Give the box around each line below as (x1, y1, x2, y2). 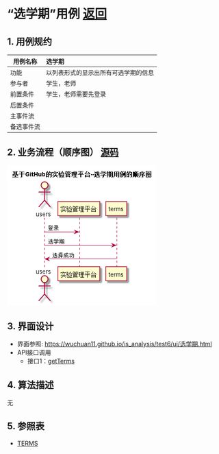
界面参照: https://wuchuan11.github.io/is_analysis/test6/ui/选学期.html (16, 340, 212, 348)
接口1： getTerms (27, 357, 75, 366)
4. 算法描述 (7, 379, 54, 391)
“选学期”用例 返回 (7, 6, 107, 22)
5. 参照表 (7, 420, 44, 432)
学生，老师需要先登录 (46, 90, 106, 98)
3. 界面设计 (7, 320, 54, 332)
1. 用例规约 (7, 36, 53, 47)
